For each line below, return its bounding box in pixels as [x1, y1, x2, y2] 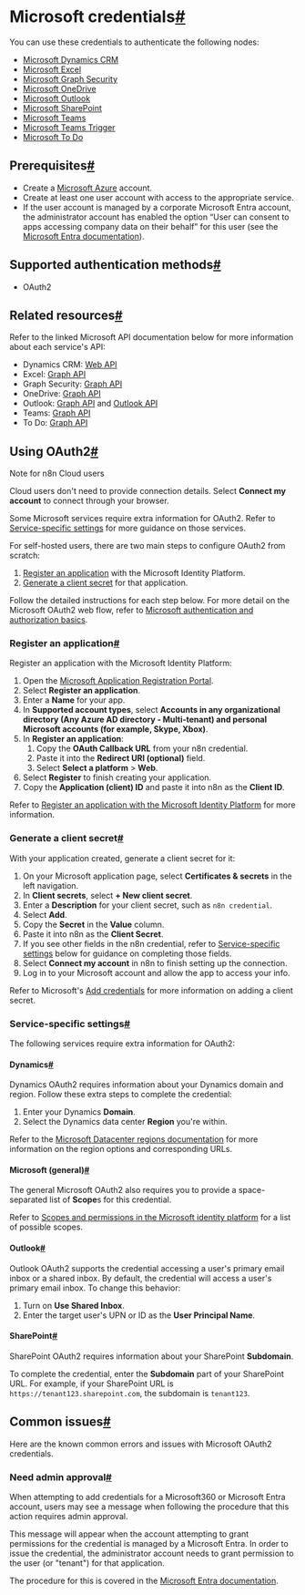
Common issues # [9, 1415, 111, 1430]
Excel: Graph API [22, 369, 86, 380]
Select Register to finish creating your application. [22, 772, 212, 783]
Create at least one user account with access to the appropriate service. [22, 191, 294, 202]
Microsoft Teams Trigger [22, 121, 116, 133]
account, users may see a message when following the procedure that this [9, 1501, 290, 1512]
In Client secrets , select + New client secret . [22, 890, 193, 900]
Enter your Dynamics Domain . [22, 1106, 137, 1117]
